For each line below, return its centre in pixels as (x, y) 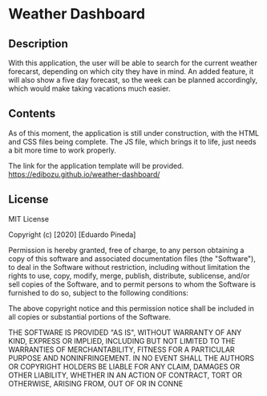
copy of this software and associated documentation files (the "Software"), (132, 259)
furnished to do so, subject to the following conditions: (98, 292)
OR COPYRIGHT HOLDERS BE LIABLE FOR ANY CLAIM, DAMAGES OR (124, 366)
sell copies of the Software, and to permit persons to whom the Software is (132, 284)
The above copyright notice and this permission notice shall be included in (131, 308)
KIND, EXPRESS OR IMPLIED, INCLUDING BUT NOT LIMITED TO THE (122, 341)
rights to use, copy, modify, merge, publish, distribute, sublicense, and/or (129, 276)
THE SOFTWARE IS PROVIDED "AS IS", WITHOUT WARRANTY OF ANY (125, 332)
